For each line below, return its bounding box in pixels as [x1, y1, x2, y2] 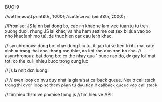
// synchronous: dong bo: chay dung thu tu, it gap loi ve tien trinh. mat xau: [5, 43, 154, 48]
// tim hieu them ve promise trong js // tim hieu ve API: [5, 92, 113, 97]
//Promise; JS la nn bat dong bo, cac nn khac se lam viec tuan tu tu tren [5, 23, 148, 29]
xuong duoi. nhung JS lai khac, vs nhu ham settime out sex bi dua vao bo [5, 28, 151, 34]
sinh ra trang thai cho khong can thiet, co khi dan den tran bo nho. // [5, 48, 142, 53]
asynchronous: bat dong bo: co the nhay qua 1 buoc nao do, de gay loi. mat [5, 53, 156, 59]
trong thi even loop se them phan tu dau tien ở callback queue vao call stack [5, 82, 158, 88]
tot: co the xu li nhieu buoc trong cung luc [5, 58, 89, 64]
